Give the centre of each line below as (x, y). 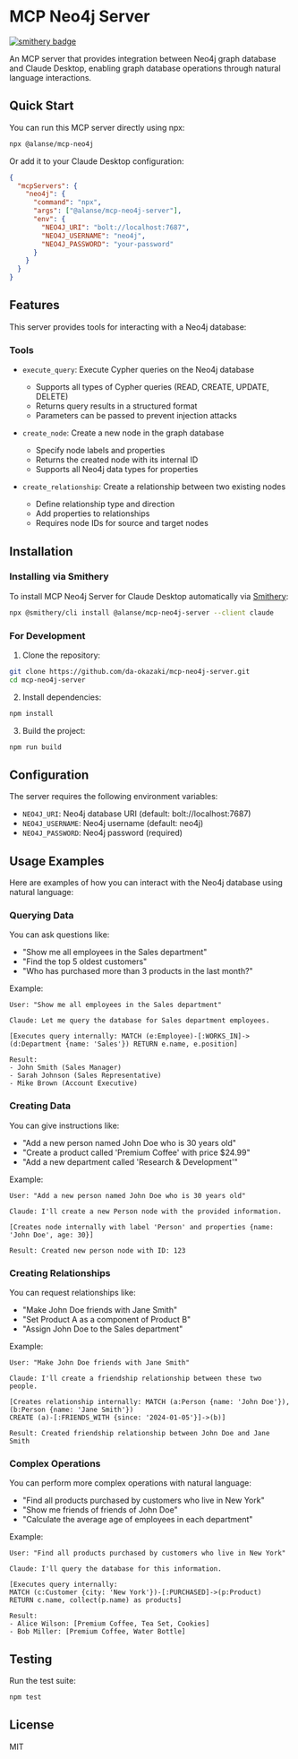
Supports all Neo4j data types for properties (117, 470)
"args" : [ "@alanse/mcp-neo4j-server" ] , (107, 211)
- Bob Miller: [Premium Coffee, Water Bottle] (98, 1632)
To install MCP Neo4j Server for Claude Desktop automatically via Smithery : (149, 596)
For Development (47, 635)
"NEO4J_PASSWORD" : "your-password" (108, 244)
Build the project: (54, 730)
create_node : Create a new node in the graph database (123, 433)
